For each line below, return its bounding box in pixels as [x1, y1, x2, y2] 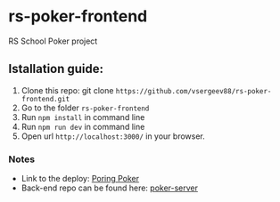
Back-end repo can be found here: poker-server [21, 182, 198, 193]
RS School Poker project [8, 36, 98, 46]
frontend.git [21, 94, 70, 103]
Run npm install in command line [21, 111, 145, 122]
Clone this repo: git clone [21, 85, 114, 95]
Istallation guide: [8, 61, 104, 77]
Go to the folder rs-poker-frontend [21, 102, 150, 113]
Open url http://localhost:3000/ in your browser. [21, 131, 206, 141]
